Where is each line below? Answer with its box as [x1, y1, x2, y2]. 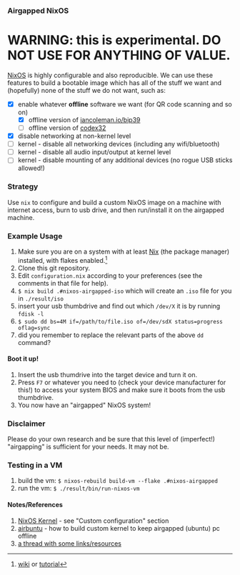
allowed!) [17, 164, 45, 173]
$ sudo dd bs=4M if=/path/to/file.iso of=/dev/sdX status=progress [17, 318, 223, 325]
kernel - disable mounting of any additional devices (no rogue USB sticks [17, 156, 233, 164]
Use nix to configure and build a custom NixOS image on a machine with [7, 198, 221, 206]
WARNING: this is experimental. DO [7, 32, 221, 49]
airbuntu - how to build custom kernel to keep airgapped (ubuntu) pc [17, 524, 220, 532]
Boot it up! [7, 354, 39, 363]
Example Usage [7, 231, 63, 241]
